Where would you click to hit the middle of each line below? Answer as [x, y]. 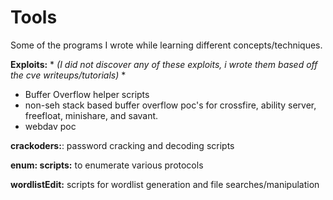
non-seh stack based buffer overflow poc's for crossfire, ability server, [170, 105]
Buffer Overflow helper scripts [87, 94]
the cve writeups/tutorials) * [68, 75]
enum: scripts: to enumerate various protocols [107, 165]
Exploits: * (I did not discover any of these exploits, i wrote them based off [164, 64]
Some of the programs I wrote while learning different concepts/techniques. [166, 45]
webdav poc [50, 126]
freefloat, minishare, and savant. [91, 115]
